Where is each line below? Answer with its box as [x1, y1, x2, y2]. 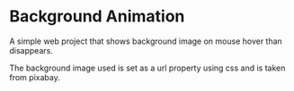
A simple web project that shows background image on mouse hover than [9, 36, 283, 46]
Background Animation [9, 6, 185, 27]
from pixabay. [9, 71, 60, 82]
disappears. [9, 45, 54, 55]
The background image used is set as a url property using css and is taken [9, 62, 286, 73]
